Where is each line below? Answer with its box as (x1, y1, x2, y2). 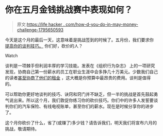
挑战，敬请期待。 (5, 126, 39, 132)
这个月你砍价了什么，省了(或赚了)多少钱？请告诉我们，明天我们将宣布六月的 (5, 119, 157, 125)
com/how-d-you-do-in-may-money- (65, 21, 138, 27)
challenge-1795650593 (16, 27, 64, 33)
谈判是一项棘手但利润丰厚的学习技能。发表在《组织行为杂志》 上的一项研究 (5, 63, 155, 68)
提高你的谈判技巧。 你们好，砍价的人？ (5, 43, 83, 49)
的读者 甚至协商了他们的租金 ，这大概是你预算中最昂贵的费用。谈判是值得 (5, 75, 151, 81)
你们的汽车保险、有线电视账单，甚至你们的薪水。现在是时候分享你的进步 (9, 103, 154, 109)
